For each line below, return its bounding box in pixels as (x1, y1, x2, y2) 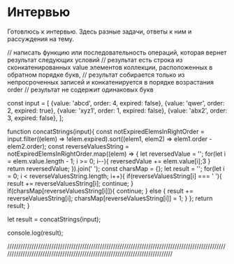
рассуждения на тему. (7, 34, 75, 43)
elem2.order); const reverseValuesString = (7, 142, 130, 150)
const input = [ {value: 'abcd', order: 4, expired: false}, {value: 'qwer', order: (7, 98, 225, 107)
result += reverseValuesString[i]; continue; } (7, 179, 134, 187)
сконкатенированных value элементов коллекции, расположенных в (7, 63, 213, 71)
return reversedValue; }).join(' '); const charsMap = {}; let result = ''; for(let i (7, 164, 225, 173)
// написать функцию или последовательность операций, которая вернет (7, 48, 227, 57)
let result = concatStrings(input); (7, 214, 101, 223)
